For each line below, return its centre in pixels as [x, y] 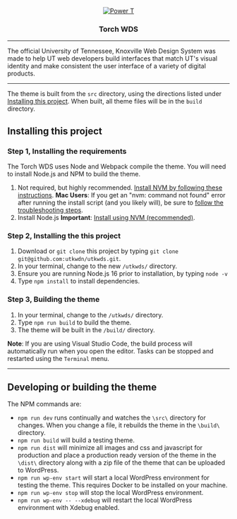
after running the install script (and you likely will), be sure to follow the [120, 202]
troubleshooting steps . [50, 210]
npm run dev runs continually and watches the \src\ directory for [111, 418]
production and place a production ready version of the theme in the [117, 456]
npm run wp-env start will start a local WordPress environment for [114, 478]
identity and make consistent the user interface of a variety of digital [107, 66]
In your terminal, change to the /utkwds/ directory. [90, 315]
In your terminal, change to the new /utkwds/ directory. [97, 266]
